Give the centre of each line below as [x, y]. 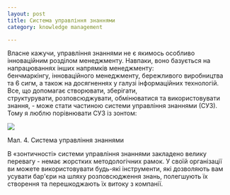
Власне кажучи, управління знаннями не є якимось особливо [101, 53]
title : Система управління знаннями [61, 20]
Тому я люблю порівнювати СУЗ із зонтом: [72, 113]
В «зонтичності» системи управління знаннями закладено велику [107, 154]
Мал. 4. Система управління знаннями [66, 140]
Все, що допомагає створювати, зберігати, [73, 91]
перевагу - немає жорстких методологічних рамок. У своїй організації [115, 161]
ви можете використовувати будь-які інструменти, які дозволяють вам [115, 169]
